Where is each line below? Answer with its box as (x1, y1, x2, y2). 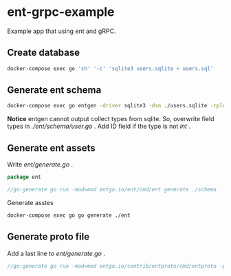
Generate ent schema (7, 84, 102, 96)
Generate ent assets (7, 142, 96, 153)
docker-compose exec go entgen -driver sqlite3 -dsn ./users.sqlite (7, 103, 208, 109)
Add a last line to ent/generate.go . (7, 249, 105, 257)
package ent (7, 173, 41, 181)
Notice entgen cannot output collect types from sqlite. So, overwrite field (7, 115, 214, 123)
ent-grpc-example (7, 4, 115, 20)
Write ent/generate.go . (7, 160, 74, 169)
